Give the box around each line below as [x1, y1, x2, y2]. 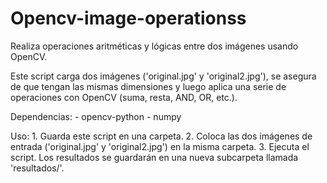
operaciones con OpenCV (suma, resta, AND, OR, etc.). [10, 91, 238, 103]
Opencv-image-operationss [10, 7, 247, 30]
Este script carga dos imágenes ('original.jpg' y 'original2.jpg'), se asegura [10, 70, 317, 82]
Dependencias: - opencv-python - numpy [10, 110, 182, 122]
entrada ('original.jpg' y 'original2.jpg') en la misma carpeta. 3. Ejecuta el [10, 140, 310, 152]
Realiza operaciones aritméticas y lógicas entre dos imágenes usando [10, 40, 299, 52]
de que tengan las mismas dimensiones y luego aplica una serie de [10, 80, 287, 92]
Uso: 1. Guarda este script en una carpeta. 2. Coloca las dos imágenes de [10, 130, 313, 142]
